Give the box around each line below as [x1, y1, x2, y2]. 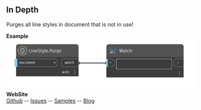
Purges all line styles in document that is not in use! [6, 20, 134, 28]
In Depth [6, 5, 39, 15]
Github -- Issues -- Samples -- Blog [6, 97, 95, 104]
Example [6, 32, 29, 40]
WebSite [6, 90, 28, 98]
